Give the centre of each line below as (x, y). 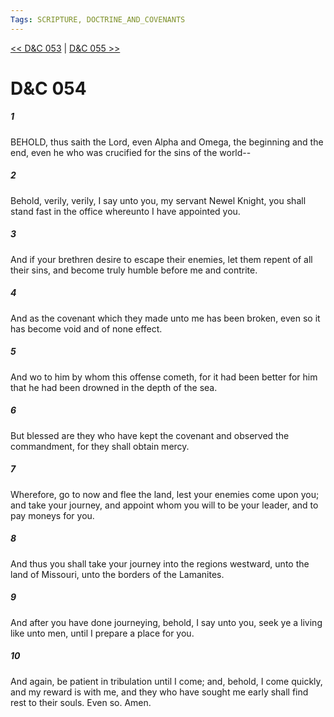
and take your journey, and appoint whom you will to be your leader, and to (164, 505)
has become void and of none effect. (86, 328)
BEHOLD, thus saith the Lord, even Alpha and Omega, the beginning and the (167, 142)
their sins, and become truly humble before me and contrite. (134, 270)
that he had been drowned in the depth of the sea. (114, 387)
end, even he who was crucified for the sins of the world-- (131, 152)
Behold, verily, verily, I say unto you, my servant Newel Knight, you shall (158, 200)
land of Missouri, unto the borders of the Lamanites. (117, 574)
